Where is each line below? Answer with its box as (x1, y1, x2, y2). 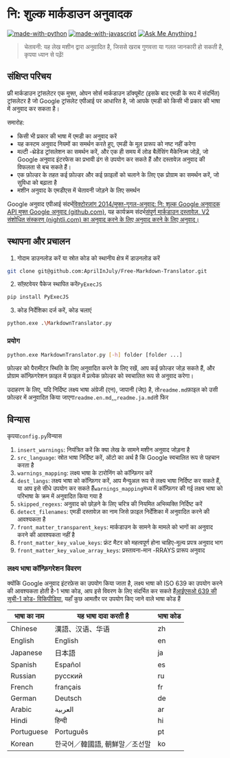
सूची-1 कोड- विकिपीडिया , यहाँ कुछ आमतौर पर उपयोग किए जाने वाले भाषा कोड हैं (7, 594, 181, 603)
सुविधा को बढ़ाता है (16, 178, 57, 186)
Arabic (10, 704, 32, 714)
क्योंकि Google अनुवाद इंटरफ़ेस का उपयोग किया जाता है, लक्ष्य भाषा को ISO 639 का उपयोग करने (7, 579, 223, 588)
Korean (10, 739, 34, 748)
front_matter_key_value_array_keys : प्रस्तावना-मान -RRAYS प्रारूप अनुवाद (16, 546, 205, 555)
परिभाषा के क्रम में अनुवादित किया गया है (16, 492, 103, 500)
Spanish (10, 660, 37, 669)
